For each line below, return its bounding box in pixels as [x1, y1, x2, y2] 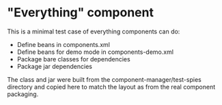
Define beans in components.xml [16, 40, 111, 48]
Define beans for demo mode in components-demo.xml [16, 48, 174, 56]
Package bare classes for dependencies [16, 55, 131, 63]
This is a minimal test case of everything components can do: [7, 27, 180, 35]
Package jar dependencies [16, 62, 92, 70]
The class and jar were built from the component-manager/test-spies [7, 75, 202, 83]
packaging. [7, 90, 39, 98]
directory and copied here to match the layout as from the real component [7, 82, 216, 91]
